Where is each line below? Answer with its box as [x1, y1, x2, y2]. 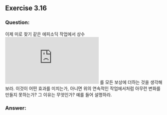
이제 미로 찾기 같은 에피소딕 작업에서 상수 [5, 31, 85, 37]
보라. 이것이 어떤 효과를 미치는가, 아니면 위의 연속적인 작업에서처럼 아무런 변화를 [5, 85, 161, 91]
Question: [5, 19, 30, 26]
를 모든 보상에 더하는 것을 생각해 [99, 79, 163, 85]
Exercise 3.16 [5, 4, 47, 12]
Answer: [5, 104, 26, 111]
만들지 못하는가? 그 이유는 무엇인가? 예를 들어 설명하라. [5, 91, 112, 97]
